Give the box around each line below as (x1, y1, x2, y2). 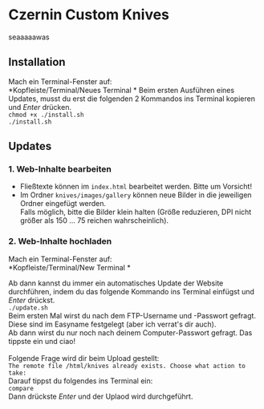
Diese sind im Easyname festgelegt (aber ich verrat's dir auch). (8, 319, 217, 329)
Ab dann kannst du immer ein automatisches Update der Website (8, 278, 224, 288)
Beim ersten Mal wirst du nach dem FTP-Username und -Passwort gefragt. (8, 310, 257, 320)
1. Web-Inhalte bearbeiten (8, 164, 112, 175)
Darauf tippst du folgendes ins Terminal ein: (8, 375, 153, 386)
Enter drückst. (8, 295, 55, 305)
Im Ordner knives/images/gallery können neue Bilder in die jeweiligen (19, 190, 252, 200)
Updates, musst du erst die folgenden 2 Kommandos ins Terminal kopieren (8, 94, 255, 103)
